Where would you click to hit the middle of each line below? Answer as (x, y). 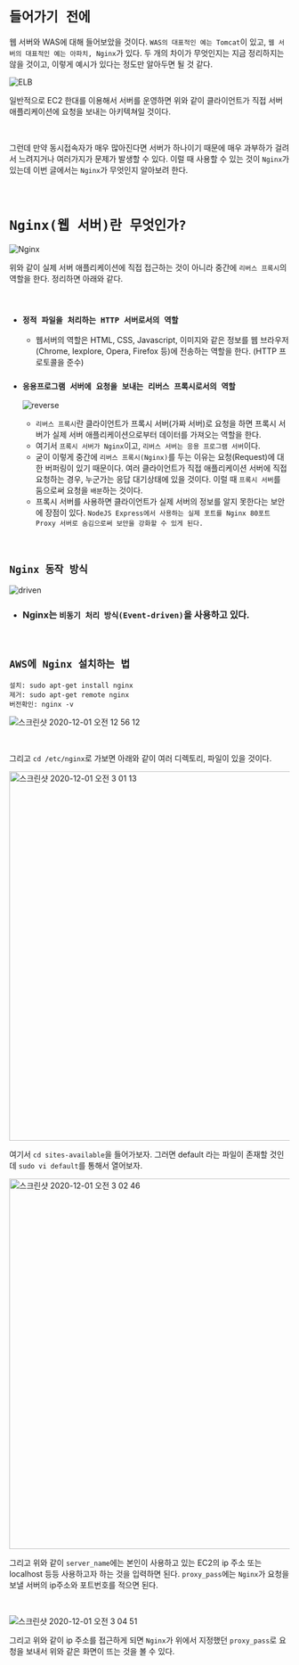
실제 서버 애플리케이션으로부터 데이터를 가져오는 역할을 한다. (157, 435)
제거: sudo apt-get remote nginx (69, 695)
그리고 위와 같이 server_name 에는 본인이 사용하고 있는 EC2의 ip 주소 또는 (136, 1563)
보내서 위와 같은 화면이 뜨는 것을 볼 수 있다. (100, 1652)
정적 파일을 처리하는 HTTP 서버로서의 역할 (100, 320)
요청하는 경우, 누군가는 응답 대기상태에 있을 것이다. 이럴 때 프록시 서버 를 (158, 480)
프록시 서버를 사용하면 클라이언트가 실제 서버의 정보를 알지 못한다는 (152, 502)
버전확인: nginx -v (41, 705)
